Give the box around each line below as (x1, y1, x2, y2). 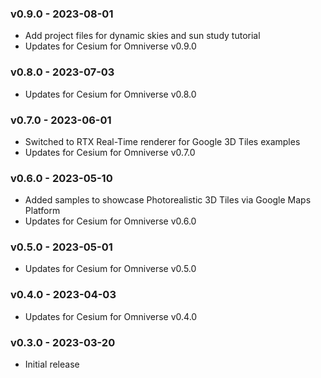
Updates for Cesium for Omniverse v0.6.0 (24, 215, 197, 227)
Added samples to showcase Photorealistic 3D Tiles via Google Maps (24, 194, 312, 206)
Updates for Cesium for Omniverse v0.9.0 (24, 40, 197, 52)
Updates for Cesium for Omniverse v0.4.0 (24, 310, 198, 322)
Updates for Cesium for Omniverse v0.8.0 (24, 88, 197, 100)
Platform (24, 205, 61, 217)
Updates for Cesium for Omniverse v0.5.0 (24, 263, 197, 275)
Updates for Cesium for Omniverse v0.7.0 (24, 146, 196, 158)
